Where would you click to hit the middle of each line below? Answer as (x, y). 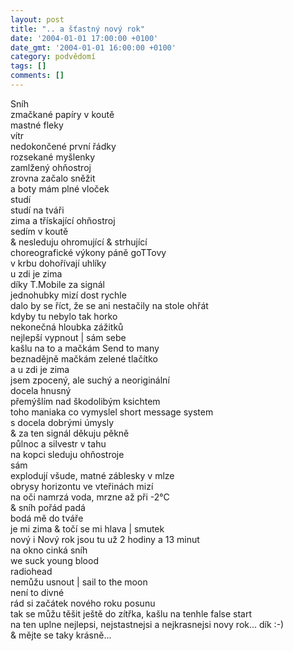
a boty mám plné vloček (60, 188)
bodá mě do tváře (47, 518)
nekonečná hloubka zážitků (67, 327)
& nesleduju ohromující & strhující (79, 242)
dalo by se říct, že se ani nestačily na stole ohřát (109, 305)
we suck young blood (54, 560)
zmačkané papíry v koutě (62, 114)
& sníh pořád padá (48, 507)
